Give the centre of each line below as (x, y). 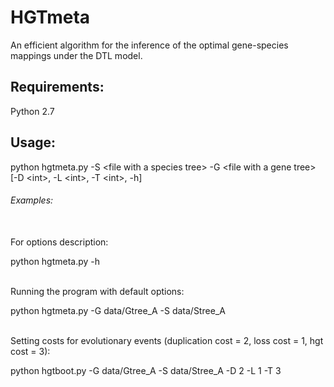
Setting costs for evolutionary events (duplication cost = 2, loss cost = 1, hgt (167, 340)
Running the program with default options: (97, 291)
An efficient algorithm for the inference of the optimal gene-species (149, 45)
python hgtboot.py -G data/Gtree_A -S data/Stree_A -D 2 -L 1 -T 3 (146, 370)
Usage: (33, 142)
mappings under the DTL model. (76, 55)
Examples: (32, 200)
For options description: (59, 242)
